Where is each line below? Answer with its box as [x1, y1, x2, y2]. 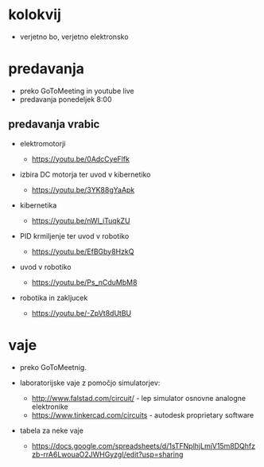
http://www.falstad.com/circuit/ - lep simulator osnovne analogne [31, 393, 247, 403]
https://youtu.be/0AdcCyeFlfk [31, 154, 130, 164]
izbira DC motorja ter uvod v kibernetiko [19, 169, 151, 179]
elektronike [31, 402, 69, 411]
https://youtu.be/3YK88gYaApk [31, 185, 135, 194]
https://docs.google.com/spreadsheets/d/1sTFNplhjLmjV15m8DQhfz [31, 441, 256, 450]
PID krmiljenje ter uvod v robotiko [19, 231, 130, 240]
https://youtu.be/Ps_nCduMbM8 [31, 277, 138, 287]
